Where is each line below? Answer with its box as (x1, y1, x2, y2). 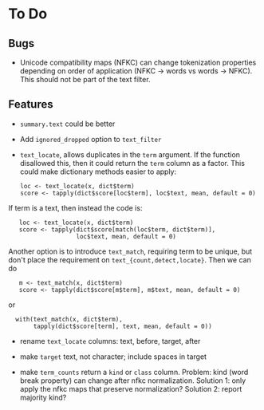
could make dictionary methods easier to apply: (19, 167, 177, 176)
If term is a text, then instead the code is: (8, 203, 143, 212)
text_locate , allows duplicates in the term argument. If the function (19, 149, 241, 160)
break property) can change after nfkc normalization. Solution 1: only (19, 376, 246, 385)
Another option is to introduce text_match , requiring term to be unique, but (8, 246, 253, 256)
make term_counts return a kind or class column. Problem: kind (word (19, 367, 249, 376)
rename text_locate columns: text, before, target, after (19, 336, 201, 345)
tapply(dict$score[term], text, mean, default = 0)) (33, 322, 213, 330)
